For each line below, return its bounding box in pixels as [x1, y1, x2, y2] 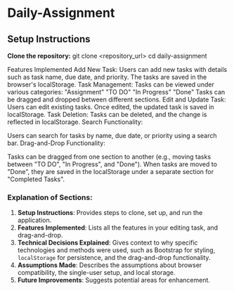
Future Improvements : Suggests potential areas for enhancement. [17, 276, 211, 285]
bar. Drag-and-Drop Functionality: [7, 139, 105, 147]
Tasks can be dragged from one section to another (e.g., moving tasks [7, 153, 212, 161]
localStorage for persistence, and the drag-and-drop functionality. [17, 254, 211, 262]
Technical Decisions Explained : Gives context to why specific [17, 238, 198, 247]
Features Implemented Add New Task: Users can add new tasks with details [7, 66, 227, 73]
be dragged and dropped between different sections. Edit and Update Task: [7, 95, 226, 104]
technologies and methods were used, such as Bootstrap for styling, [17, 246, 216, 254]
